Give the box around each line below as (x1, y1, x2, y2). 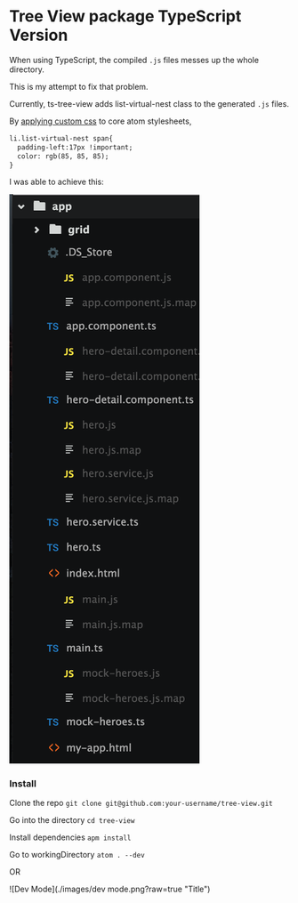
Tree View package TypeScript (9, 6, 242, 27)
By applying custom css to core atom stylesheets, (9, 116, 192, 126)
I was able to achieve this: (9, 176, 104, 187)
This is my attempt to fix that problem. (9, 81, 149, 92)
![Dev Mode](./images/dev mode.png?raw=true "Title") (9, 883, 211, 895)
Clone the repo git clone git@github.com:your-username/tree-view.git (9, 798, 273, 809)
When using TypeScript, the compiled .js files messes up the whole (9, 54, 260, 65)
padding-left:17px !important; (17, 142, 133, 152)
